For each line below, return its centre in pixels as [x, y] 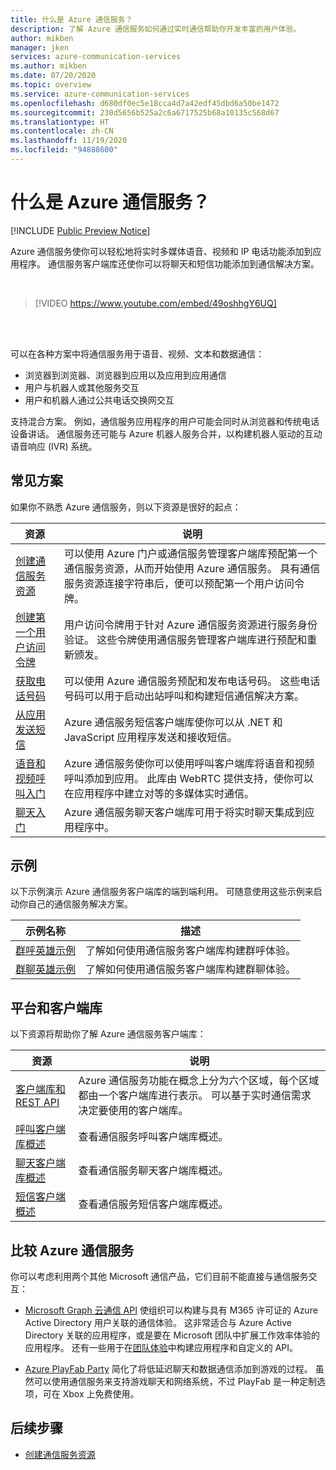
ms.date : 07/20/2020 [53, 76]
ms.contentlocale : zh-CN [62, 131]
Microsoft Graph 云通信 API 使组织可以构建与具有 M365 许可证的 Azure [171, 1310]
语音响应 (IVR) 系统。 [54, 446]
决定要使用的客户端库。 [133, 1111]
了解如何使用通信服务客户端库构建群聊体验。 [191, 969]
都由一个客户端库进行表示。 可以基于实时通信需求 [195, 1096]
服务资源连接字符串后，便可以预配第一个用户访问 [179, 583]
